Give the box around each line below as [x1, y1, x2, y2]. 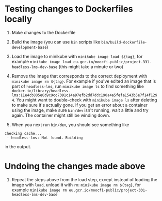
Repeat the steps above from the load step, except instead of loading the [11, 176, 158, 182]
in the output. [4, 144, 32, 149]
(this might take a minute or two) [58, 64, 124, 70]
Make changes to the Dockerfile [11, 29, 76, 35]
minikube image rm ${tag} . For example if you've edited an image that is [11, 78, 156, 84]
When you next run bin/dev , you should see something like [11, 122, 130, 128]
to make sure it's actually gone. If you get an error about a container [11, 102, 148, 108]
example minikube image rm [11, 187, 67, 193]
